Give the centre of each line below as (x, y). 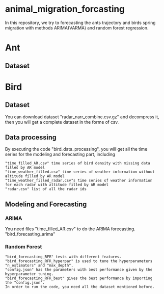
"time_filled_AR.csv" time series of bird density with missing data (78, 163)
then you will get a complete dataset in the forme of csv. (62, 122)
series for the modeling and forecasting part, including (60, 154)
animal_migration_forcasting (65, 9)
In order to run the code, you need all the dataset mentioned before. (80, 287)
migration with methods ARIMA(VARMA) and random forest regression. (77, 27)
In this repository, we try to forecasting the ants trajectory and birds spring (80, 23)
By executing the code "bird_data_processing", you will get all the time (76, 149)
